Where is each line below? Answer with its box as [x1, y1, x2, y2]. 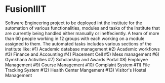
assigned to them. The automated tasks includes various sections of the [5, 41, 152, 46]
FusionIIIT [5, 3, 47, 15]
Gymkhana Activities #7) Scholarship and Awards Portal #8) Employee [5, 56, 148, 62]
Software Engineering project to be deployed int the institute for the [5, 20, 142, 26]
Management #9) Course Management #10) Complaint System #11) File [5, 62, 150, 68]
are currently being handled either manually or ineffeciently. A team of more [5, 30, 160, 36]
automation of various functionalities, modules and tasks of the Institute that [5, 25, 160, 31]
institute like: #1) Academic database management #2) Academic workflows [5, 46, 160, 52]
